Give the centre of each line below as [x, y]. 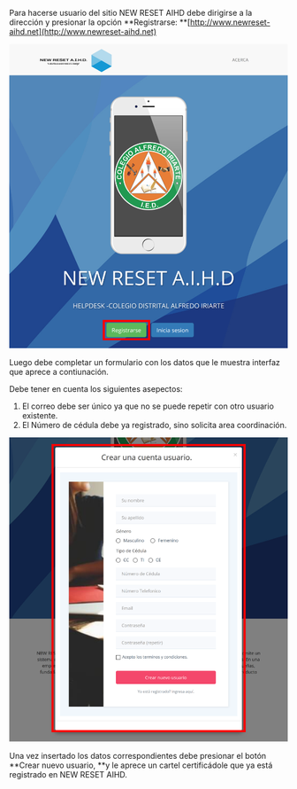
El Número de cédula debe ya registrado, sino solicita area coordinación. [154, 426]
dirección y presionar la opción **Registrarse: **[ [100, 22]
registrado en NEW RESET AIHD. [69, 775]
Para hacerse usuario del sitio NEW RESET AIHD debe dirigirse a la [131, 13]
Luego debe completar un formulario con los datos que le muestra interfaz [145, 363]
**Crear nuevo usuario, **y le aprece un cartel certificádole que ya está [141, 765]
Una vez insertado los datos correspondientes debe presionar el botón [138, 756]
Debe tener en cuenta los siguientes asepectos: [96, 389]
